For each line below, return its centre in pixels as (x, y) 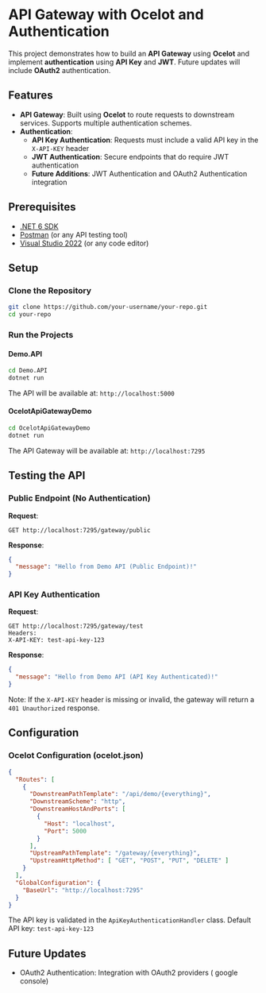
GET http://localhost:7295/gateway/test (76, 626)
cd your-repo (30, 315)
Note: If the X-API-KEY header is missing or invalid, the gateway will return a (131, 700)
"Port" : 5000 (65, 831)
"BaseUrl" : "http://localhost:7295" (83, 890)
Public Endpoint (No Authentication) (79, 498)
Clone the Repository (50, 290)
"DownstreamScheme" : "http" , (77, 802)
